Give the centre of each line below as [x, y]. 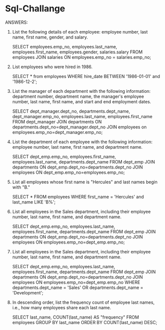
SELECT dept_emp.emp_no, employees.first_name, [64, 157]
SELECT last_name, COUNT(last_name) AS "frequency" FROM [76, 317]
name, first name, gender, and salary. [50, 37]
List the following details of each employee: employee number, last [80, 32]
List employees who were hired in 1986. [52, 67]
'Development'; [28, 292]
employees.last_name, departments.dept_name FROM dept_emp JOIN [83, 162]
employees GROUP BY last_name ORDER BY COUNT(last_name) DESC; [85, 322]
